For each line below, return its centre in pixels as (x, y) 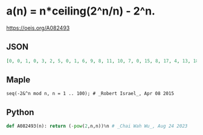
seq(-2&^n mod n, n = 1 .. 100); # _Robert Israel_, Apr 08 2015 (90, 94)
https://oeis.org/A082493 (38, 28)
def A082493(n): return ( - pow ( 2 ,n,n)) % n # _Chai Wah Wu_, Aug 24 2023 (97, 126)
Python (20, 112)
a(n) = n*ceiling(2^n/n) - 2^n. (81, 11)
